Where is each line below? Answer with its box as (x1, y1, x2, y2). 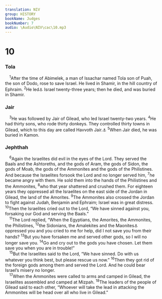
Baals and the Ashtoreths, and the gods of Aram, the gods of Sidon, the (5, 161, 148, 167)
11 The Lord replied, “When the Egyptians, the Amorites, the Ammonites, (9, 216, 152, 223)
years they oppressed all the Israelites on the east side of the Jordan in (5, 188, 147, 194)
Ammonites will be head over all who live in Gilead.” (5, 290, 108, 296)
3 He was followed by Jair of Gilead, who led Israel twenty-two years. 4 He (9, 115, 157, 122)
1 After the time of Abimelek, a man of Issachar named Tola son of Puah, (9, 74, 152, 81)
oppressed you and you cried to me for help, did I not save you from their (5, 228, 152, 234)
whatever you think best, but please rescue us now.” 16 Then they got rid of (5, 256, 155, 263)
